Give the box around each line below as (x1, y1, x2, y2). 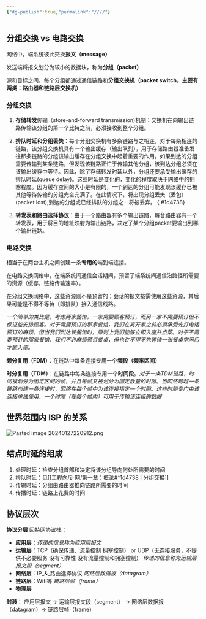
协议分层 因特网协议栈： (6, 526, 67, 534)
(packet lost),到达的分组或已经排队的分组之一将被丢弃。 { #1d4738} (15, 198, 185, 206)
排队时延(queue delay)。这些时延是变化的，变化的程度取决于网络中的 (15, 175, 190, 183)
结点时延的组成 (6, 448, 63, 459)
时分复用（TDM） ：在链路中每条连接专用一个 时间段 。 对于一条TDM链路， (6, 370, 189, 377)
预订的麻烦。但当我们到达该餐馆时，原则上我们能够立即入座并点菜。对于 (6, 329, 188, 336)
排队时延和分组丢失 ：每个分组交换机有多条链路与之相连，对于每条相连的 (15, 137, 197, 144)
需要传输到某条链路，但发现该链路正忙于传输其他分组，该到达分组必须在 (15, 160, 197, 167)
